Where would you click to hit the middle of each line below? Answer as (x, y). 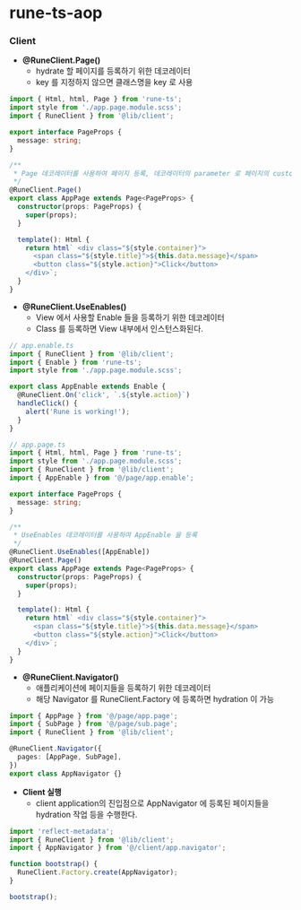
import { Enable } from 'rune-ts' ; (76, 362)
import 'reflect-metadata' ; (62, 831)
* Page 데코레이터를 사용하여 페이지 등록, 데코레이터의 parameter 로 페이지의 (141, 173)
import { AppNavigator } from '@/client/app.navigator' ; (118, 848)
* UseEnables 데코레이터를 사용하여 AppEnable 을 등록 (105, 535)
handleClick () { (47, 403)
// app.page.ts (38, 445)
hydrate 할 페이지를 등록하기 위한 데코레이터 (113, 71)
